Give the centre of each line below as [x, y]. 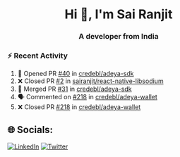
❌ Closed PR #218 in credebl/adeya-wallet [79, 107]
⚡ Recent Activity [38, 56]
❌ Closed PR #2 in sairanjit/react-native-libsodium [90, 81]
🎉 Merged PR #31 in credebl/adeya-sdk [74, 89]
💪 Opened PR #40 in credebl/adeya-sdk [76, 74]
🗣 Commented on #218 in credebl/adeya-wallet [87, 97]
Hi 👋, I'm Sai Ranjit [119, 14]
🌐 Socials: [30, 130]
